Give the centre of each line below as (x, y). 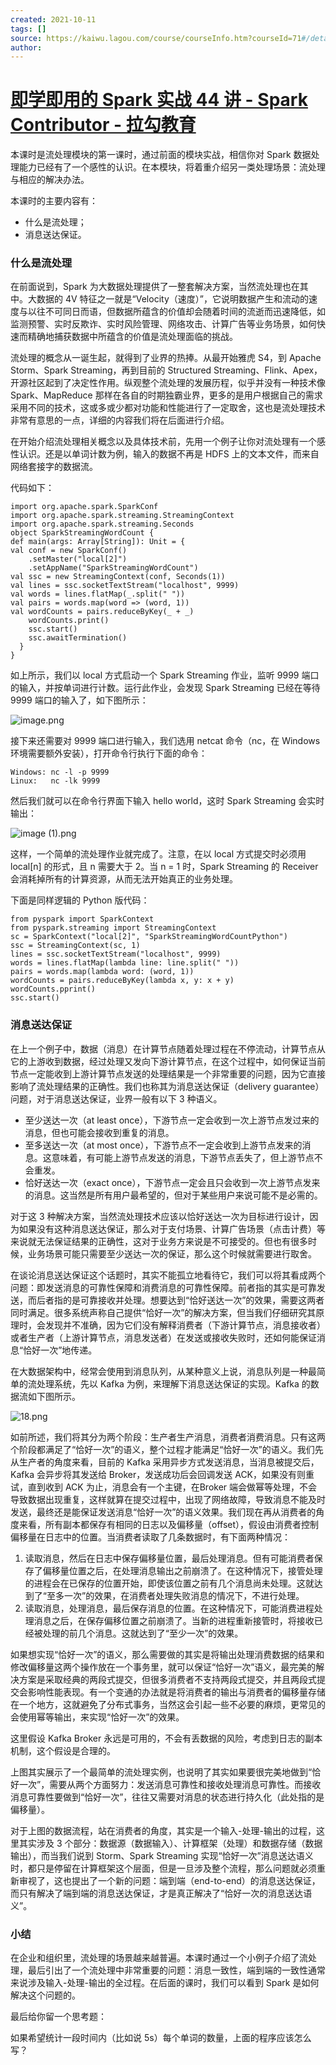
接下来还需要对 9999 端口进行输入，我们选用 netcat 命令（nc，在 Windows (165, 741)
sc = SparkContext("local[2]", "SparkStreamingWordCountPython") (149, 937)
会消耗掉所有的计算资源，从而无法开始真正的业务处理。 (124, 879)
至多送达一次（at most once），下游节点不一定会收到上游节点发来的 (163, 1145)
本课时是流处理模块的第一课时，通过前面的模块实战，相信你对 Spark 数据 (161, 155)
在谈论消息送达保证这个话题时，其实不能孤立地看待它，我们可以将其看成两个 (168, 1275)
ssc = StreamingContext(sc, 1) (75, 946)
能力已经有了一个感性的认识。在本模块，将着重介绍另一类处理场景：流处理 (172, 167)
